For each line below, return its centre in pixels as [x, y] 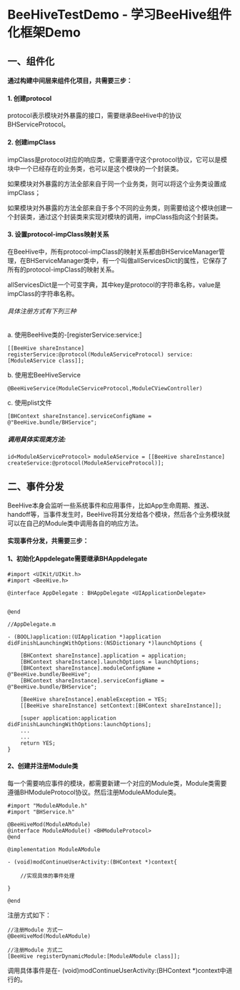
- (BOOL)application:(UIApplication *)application [84, 637]
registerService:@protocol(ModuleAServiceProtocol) [86, 355]
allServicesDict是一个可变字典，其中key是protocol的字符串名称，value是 [114, 284]
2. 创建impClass [31, 142]
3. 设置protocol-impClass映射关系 [58, 234]
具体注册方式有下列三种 [42, 311]
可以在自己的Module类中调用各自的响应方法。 [75, 523]
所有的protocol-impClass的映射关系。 [63, 269]
